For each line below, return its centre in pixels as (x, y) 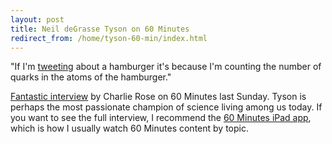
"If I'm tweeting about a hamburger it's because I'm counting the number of (166, 67)
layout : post (37, 19)
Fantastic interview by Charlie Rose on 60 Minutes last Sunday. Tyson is (158, 97)
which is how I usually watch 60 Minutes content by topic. (129, 128)
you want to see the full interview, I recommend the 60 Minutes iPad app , (161, 118)
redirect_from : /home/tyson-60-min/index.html (109, 38)
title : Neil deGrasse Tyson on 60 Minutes (100, 29)
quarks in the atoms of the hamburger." (91, 77)
